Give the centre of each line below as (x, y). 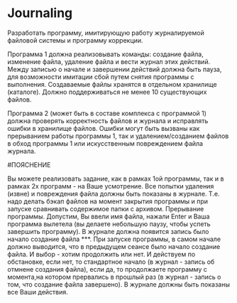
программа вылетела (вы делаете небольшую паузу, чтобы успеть (109, 224)
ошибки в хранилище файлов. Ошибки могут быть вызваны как (104, 128)
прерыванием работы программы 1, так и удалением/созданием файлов (118, 136)
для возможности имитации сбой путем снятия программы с (101, 77)
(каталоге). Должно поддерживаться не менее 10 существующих (107, 92)
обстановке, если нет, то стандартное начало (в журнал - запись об (111, 262)
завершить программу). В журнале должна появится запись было (108, 231)
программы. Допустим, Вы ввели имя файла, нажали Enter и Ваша (109, 216)
